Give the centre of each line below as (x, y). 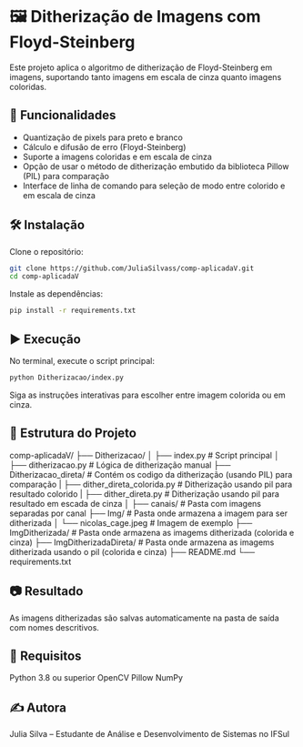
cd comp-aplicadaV (44, 277)
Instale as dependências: (56, 294)
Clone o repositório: (46, 251)
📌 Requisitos (45, 656)
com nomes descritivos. (55, 627)
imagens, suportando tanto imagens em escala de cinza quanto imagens (146, 76)
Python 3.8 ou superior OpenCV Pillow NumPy (96, 678)
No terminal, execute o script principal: (82, 361)
